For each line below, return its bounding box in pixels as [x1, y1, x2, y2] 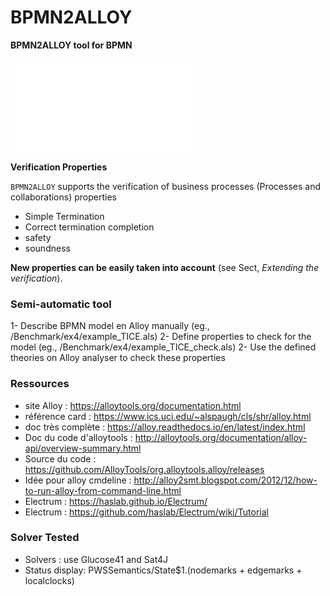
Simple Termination [24, 210, 105, 222]
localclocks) [24, 574, 75, 586]
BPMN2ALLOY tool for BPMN [10, 39, 133, 51]
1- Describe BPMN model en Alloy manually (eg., [10, 320, 210, 332]
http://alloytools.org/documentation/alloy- [134, 431, 308, 443]
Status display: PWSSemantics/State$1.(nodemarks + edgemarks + [24, 564, 303, 576]
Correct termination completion [24, 221, 155, 233]
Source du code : [24, 452, 97, 465]
